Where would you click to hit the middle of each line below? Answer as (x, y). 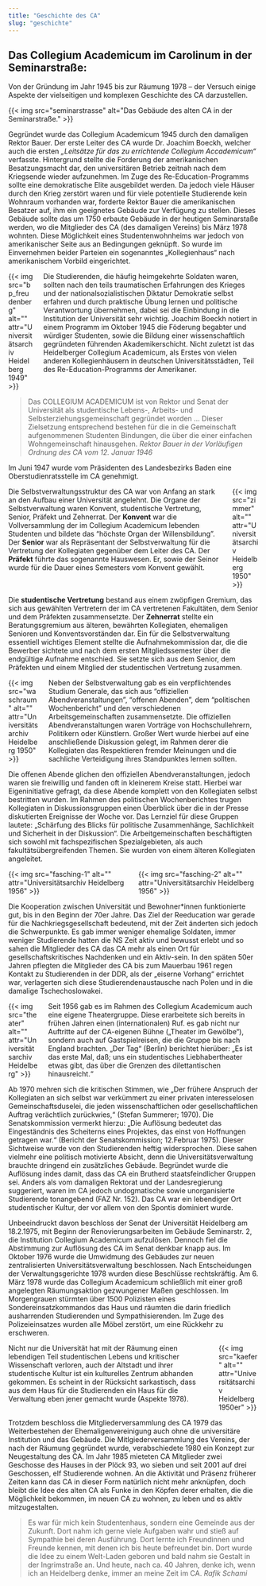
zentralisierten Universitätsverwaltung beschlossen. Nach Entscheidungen (130, 1266)
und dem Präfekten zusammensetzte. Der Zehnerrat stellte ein (111, 617)
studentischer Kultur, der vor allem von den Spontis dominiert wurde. (121, 1208)
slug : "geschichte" (40, 23)
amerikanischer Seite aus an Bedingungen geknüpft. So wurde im (115, 244)
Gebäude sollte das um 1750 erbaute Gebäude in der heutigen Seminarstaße (133, 219)
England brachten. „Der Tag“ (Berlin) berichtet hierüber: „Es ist (150, 1049)
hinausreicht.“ (71, 1074)
